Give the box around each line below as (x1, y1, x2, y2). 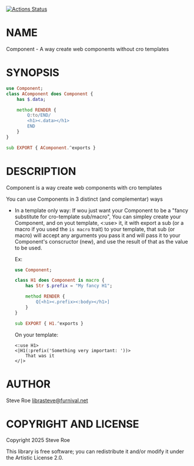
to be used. (14, 244, 42, 251)
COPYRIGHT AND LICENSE (6, 417, 139, 431)
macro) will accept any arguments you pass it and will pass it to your (14, 232, 180, 239)
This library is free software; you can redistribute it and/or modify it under (6, 448, 185, 455)
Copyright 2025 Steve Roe (6, 437, 71, 444)
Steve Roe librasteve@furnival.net (6, 397, 88, 404)
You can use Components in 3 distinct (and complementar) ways (6, 195, 163, 202)
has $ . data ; (16, 96, 46, 102)
